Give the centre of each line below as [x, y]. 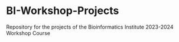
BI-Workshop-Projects [63, 11]
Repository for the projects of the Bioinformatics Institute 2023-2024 [90, 27]
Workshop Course [28, 33]
